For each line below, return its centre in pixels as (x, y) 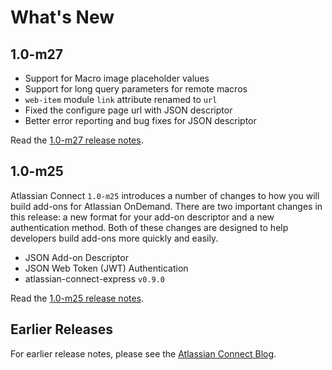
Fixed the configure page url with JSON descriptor (128, 110)
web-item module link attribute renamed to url (121, 99)
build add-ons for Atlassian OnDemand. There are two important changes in (166, 206)
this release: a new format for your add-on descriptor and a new (142, 217)
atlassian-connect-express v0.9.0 (95, 278)
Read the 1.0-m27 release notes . (77, 140)
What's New (62, 17)
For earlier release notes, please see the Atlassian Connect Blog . (143, 353)
